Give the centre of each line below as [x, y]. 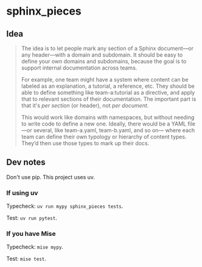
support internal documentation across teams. [79, 68]
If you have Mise [31, 234]
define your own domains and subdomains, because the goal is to [104, 61]
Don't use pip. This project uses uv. [51, 177]
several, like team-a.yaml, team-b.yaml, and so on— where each [114, 130]
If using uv [22, 193]
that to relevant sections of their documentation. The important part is [109, 99]
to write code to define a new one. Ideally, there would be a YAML [104, 124]
